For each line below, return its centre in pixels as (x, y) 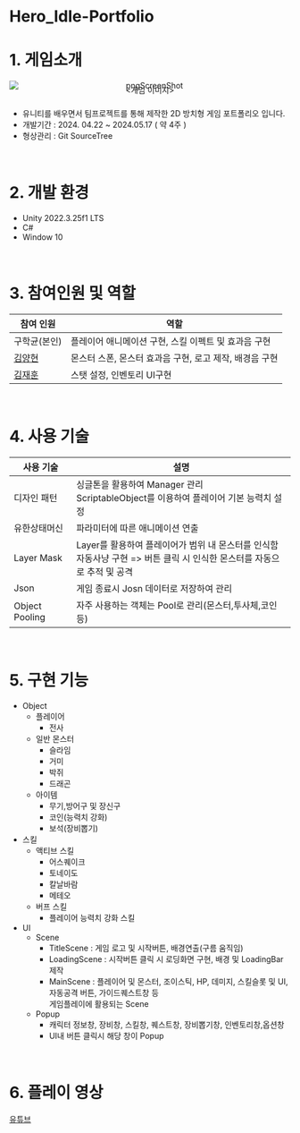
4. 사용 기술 (49, 437)
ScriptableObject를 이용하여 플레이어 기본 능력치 (174, 498)
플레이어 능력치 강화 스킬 (92, 917)
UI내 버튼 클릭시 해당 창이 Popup (106, 1035)
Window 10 (42, 237)
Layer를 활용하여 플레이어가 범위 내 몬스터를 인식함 (178, 545)
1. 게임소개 (46, 60)
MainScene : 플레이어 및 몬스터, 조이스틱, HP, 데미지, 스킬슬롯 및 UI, (168, 981)
